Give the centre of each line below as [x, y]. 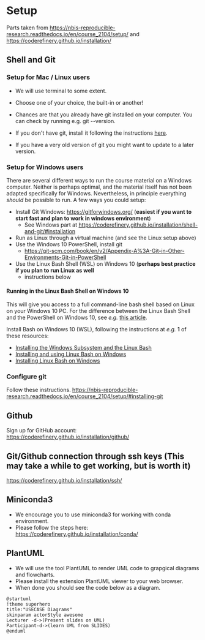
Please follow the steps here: [52, 527]
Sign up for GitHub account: [42, 431]
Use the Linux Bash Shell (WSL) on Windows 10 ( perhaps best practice [105, 263]
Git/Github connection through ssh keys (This [95, 456]
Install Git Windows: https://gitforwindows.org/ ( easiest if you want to [103, 211]
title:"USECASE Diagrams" [39, 609]
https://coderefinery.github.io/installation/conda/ [77, 534]
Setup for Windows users [45, 167]
